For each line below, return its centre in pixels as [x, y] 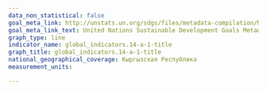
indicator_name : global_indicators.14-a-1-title [90, 45]
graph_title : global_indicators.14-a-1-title [85, 52]
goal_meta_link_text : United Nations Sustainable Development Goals [124, 30]
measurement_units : [41, 67]
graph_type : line [37, 37]
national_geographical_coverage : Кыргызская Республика [103, 60]
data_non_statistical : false [56, 15]
